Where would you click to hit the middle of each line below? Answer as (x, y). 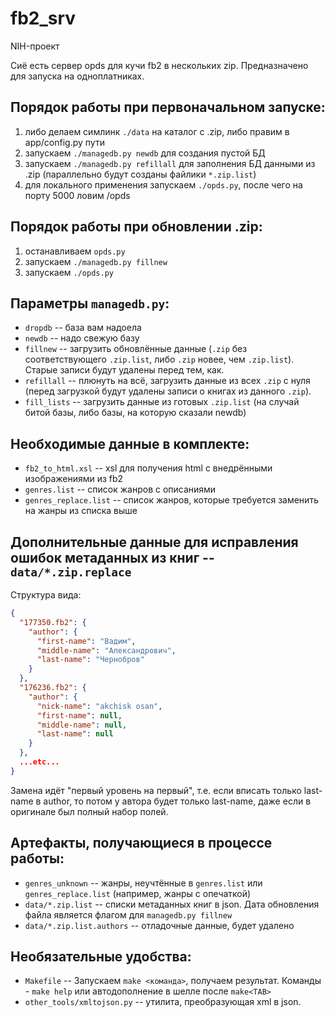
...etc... (39, 762)
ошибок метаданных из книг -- (112, 557)
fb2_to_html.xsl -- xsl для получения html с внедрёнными (148, 468)
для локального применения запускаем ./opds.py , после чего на (163, 184)
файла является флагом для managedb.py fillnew (128, 914)
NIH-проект (35, 46)
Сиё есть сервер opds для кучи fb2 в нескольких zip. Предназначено (159, 65)
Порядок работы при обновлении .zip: (136, 227)
